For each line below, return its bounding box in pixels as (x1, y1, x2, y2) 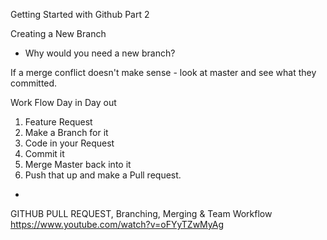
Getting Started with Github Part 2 (10, 9, 150, 20)
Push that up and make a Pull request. (24, 169, 182, 181)
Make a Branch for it (24, 127, 109, 138)
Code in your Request (24, 137, 115, 149)
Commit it (24, 148, 65, 159)
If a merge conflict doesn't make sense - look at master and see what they (10, 67, 317, 78)
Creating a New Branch (10, 28, 107, 39)
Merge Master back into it (24, 159, 132, 170)
